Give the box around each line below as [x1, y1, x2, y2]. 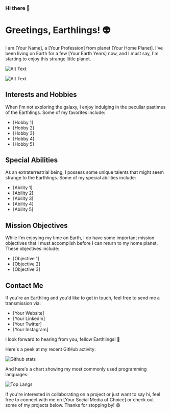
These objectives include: [5, 245, 60, 252]
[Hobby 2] [12, 125, 35, 131]
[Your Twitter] [12, 321, 42, 327]
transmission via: [5, 300, 41, 306]
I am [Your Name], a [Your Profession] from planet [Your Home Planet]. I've [5, 44, 163, 51]
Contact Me [5, 281, 43, 290]
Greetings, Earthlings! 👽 [5, 25, 111, 36]
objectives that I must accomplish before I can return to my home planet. [5, 240, 158, 246]
